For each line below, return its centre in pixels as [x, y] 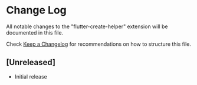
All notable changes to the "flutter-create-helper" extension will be [87, 26]
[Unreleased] [31, 62]
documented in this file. [35, 32]
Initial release [31, 76]
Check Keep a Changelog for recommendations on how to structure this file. [99, 44]
